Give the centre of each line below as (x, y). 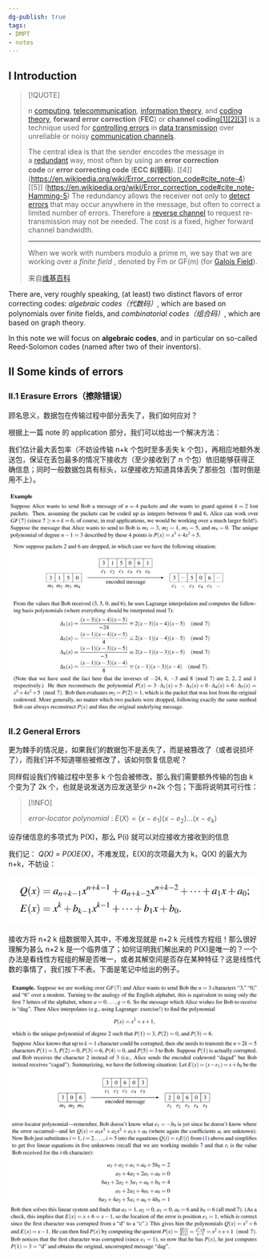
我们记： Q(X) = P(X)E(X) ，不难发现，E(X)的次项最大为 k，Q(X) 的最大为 (128, 853)
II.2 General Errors (44, 731)
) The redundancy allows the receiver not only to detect (159, 196)
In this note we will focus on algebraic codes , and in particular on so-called (133, 338)
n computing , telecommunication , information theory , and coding (135, 111)
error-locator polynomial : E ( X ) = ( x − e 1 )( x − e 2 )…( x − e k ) (122, 820)
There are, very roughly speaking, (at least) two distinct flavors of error (125, 294)
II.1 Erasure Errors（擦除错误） (68, 396)
